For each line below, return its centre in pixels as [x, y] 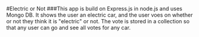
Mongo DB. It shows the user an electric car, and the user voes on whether [99, 15]
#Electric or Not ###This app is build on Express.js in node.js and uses [94, 9]
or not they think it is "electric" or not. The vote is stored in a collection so [98, 21]
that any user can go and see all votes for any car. [69, 27]
